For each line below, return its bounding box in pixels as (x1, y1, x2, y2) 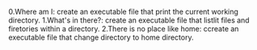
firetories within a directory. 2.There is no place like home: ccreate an (8, 24, 239, 33)
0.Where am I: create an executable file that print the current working (8, 7, 238, 16)
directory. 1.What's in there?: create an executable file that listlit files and (8, 15, 250, 25)
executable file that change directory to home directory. (8, 32, 194, 42)
